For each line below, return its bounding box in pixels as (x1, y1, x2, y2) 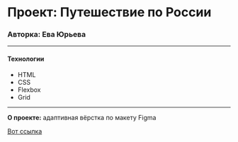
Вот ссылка (7, 126, 42, 135)
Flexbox (17, 85, 41, 94)
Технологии (7, 54, 45, 64)
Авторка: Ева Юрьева (7, 30, 86, 40)
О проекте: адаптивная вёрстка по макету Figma (7, 113, 157, 122)
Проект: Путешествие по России (7, 4, 212, 20)
